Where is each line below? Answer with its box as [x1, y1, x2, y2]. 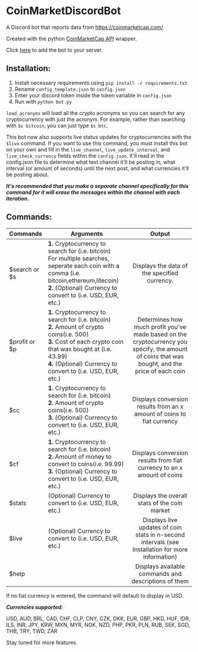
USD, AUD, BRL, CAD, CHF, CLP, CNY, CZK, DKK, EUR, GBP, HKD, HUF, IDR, [6, 615, 190, 622]
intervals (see [141, 538, 179, 546]
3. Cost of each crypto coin [48, 337, 124, 345]
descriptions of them [131, 577, 189, 585]
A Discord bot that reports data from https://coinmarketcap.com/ [6, 24, 163, 31]
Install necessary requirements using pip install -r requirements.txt [14, 79, 187, 86]
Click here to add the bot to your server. [6, 46, 103, 54]
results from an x [136, 402, 184, 410]
